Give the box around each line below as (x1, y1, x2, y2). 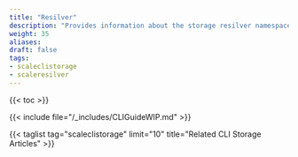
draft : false (9, 46, 58, 55)
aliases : (9, 37, 42, 47)
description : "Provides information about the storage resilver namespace (9, 21, 292, 30)
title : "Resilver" (9, 12, 77, 22)
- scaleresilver (9, 71, 69, 79)
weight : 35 (9, 29, 50, 38)
